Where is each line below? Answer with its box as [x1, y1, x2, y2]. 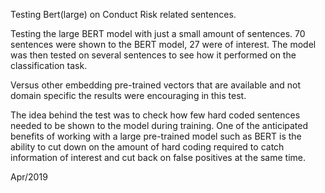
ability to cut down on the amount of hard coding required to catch [10, 141, 285, 153]
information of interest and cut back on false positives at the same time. [10, 152, 307, 163]
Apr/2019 [10, 171, 48, 183]
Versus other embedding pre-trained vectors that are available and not [10, 79, 302, 91]
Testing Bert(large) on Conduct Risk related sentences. [10, 9, 237, 20]
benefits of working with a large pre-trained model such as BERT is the [10, 130, 302, 142]
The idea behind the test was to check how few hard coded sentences [10, 109, 301, 121]
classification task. [10, 60, 88, 71]
